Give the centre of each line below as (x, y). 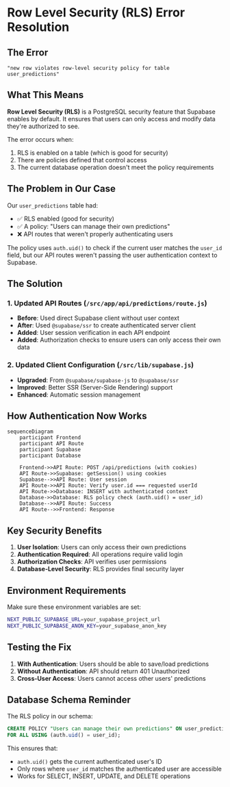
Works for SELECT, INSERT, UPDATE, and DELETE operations (103, 776)
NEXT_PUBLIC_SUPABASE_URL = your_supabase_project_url (84, 620)
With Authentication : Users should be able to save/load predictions (113, 664)
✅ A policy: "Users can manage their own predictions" (93, 226)
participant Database (50, 456)
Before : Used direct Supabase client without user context (98, 318)
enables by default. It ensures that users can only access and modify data (111, 118)
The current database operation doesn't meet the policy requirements (115, 167)
